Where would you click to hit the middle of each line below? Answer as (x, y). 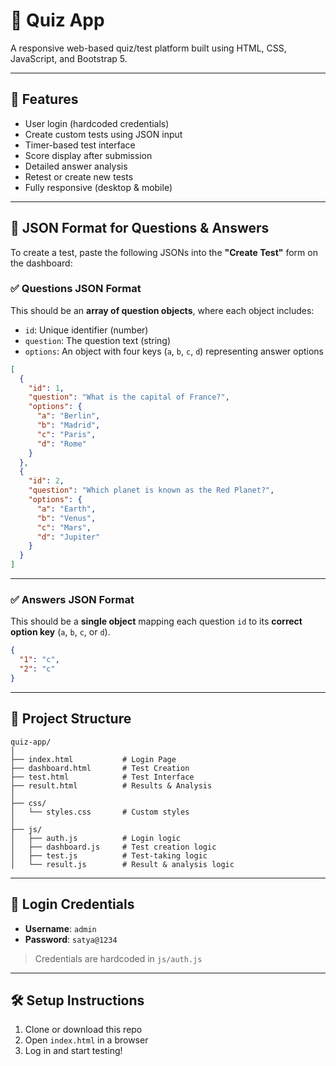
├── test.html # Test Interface (102, 777)
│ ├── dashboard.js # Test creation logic (113, 847)
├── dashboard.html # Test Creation (100, 768)
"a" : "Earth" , (66, 509)
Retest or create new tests (79, 176)
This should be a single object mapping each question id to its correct (156, 621)
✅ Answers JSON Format (72, 600)
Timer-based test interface (80, 145)
